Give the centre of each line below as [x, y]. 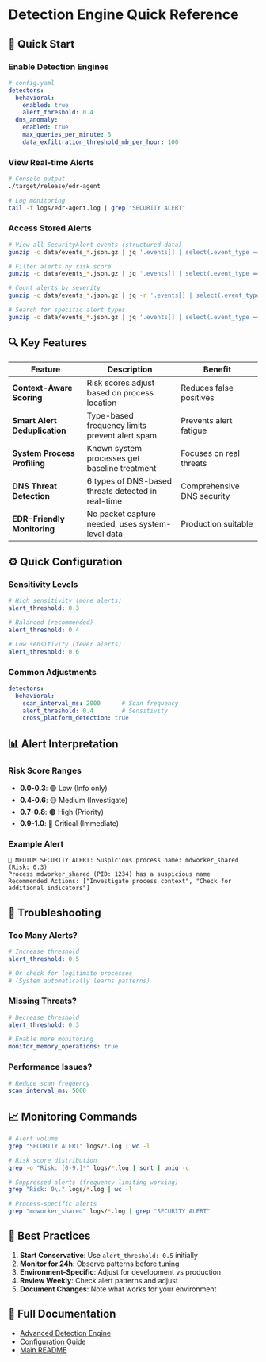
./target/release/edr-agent [55, 186]
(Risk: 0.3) [28, 867]
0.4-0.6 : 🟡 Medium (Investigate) [74, 800]
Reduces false [207, 388]
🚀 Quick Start [42, 44]
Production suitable [217, 523]
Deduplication [39, 430]
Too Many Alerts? [43, 935]
